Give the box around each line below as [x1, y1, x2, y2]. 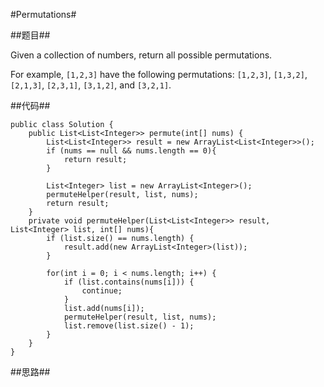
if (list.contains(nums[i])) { [63, 277, 195, 287]
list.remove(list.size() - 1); [63, 321, 195, 331]
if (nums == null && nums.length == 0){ [46, 146, 217, 156]
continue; [81, 286, 123, 296]
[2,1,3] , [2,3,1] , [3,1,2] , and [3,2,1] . [10, 79, 172, 91]
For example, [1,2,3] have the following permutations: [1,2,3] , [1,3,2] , [10, 69, 308, 80]
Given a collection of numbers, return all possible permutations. [10, 49, 273, 61]
